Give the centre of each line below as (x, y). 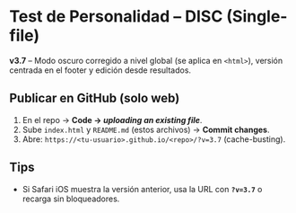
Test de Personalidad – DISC (116, 17)
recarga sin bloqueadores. (71, 199)
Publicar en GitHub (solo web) (95, 98)
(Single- (257, 17)
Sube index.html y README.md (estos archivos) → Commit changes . (146, 129)
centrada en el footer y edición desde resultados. (100, 70)
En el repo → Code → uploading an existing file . (112, 120)
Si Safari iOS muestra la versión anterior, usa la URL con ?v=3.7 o (142, 189)
